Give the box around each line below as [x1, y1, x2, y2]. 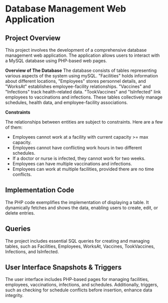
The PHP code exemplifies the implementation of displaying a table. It [5, 199, 149, 205]
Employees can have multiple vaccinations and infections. [12, 161, 132, 166]
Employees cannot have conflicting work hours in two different [12, 145, 142, 151]
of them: [5, 124, 23, 130]
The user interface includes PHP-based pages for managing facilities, [5, 276, 149, 282]
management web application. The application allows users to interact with [5, 52, 160, 58]
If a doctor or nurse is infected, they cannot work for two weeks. [12, 155, 145, 161]
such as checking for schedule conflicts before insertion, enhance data [5, 287, 152, 293]
